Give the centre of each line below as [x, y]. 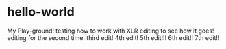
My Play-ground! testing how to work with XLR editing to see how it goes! [111, 31]
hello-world [41, 12]
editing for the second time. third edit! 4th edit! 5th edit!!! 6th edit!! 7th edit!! [113, 37]
